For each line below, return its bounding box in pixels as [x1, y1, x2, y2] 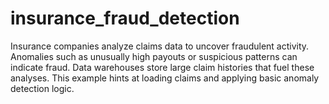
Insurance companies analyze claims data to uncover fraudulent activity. [10, 40, 310, 52]
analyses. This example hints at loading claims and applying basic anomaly [10, 72, 320, 84]
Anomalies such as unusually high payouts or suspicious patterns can [10, 50, 298, 62]
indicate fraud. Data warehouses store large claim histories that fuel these [10, 61, 315, 73]
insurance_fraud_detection [10, 7, 240, 30]
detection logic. [10, 82, 75, 94]
